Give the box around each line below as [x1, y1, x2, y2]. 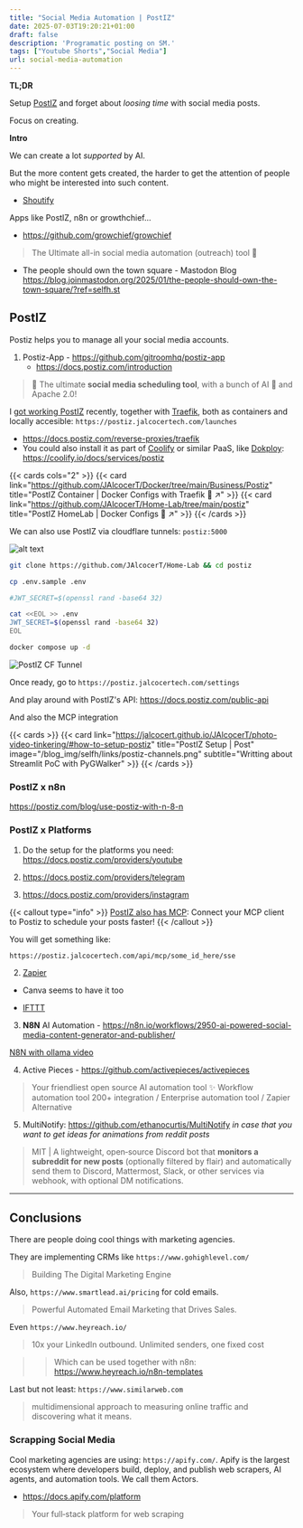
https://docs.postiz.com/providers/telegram [22, 872, 186, 882]
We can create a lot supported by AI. [9, 150, 146, 161]
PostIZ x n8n [9, 780, 66, 793]
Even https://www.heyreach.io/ [9, 1322, 128, 1333]
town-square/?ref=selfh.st [22, 284, 121, 295]
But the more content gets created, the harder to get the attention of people [9, 168, 290, 178]
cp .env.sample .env [9, 577, 87, 586]
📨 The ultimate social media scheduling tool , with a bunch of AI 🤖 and [31, 379, 293, 390]
